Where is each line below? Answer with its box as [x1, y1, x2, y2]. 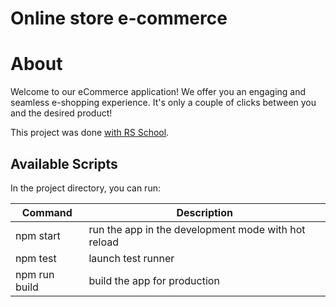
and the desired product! [10, 107, 113, 119]
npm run [15, 267, 55, 281]
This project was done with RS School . [10, 127, 170, 139]
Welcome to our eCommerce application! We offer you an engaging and [10, 86, 307, 98]
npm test [15, 251, 57, 265]
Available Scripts [10, 155, 118, 172]
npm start [15, 228, 61, 242]
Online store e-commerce [10, 7, 228, 30]
